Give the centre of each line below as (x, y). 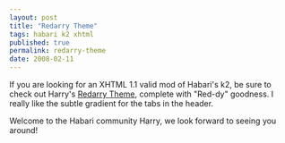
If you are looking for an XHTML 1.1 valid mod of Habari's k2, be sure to (140, 84)
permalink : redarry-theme (57, 51)
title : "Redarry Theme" (54, 26)
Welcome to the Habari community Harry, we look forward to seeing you (143, 121)
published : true (39, 42)
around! (24, 130)
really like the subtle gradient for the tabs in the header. (111, 103)
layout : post (34, 17)
